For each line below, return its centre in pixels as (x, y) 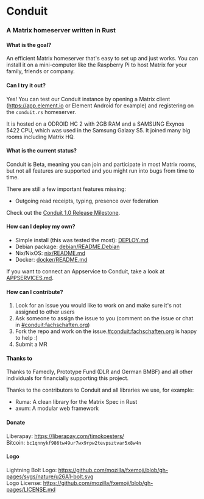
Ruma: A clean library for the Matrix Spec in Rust (76, 402)
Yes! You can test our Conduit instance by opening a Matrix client (88, 99)
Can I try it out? (26, 85)
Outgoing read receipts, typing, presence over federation (86, 201)
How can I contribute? (35, 292)
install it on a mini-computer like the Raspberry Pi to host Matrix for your (97, 65)
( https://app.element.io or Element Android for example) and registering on (100, 106)
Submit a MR (31, 344)
